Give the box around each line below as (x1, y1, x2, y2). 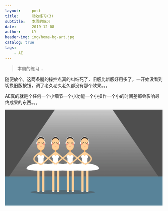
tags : (5, 45, 16, 50)
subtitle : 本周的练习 (5, 19, 51, 24)
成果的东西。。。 (9, 99, 40, 105)
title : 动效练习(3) (5, 13, 54, 19)
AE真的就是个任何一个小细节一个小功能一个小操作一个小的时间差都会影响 (5, 93, 156, 99)
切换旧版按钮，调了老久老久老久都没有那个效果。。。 (5, 82, 110, 88)
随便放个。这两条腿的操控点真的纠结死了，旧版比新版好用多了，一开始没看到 (5, 76, 163, 82)
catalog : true (5, 40, 35, 45)
